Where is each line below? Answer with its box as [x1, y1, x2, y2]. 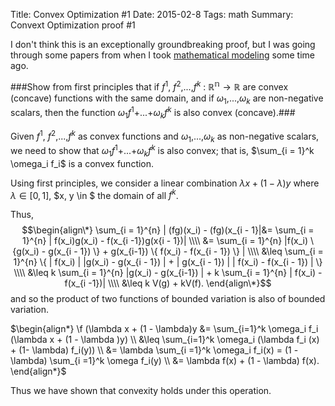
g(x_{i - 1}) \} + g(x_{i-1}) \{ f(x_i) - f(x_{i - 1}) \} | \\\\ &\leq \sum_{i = [48, 245, 324, 258]
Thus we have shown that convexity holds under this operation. [10, 385, 272, 397]
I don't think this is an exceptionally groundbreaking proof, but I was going [10, 39, 316, 50]
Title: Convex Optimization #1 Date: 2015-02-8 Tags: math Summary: [10, 9, 294, 20]
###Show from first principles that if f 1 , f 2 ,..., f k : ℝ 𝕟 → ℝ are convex [10, 79, 289, 93]
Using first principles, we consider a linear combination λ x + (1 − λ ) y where [10, 177, 320, 189]
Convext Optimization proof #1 [10, 19, 136, 31]
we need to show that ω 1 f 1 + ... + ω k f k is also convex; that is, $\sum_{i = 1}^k [10, 143, 315, 159]
